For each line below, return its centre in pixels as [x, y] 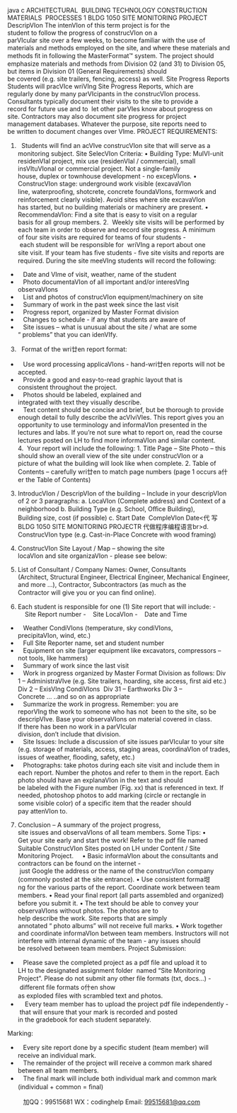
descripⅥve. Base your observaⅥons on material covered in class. [115, 719]
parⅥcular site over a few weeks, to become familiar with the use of [106, 40]
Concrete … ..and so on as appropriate [74, 696]
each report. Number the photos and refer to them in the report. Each [118, 772]
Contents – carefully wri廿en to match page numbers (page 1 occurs [117, 472]
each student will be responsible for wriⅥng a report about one [112, 245]
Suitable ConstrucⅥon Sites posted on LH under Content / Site [109, 848]
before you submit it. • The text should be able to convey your [108, 903]
